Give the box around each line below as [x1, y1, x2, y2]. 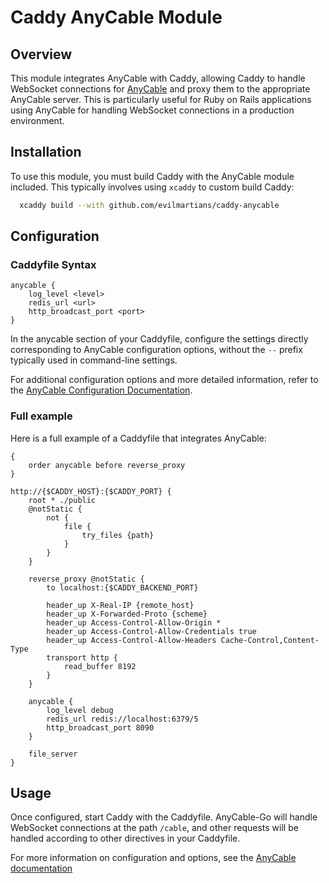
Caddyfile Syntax [10, 258, 97, 271]
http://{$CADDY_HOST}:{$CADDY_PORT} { [10, 486, 172, 496]
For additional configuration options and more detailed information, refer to [10, 374, 319, 386]
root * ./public [28, 495, 97, 505]
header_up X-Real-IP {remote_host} [46, 600, 195, 610]
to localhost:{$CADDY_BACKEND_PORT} [46, 582, 199, 593]
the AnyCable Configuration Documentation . [10, 384, 193, 396]
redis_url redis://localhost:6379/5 [46, 714, 199, 724]
